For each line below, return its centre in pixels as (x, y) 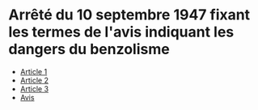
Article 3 (34, 89)
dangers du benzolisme (89, 49)
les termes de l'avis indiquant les (121, 32)
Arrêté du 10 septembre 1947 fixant (129, 15)
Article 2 (34, 80)
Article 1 (34, 71)
